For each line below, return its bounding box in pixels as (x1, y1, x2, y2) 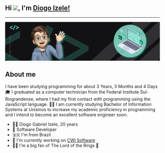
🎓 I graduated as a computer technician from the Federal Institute (5, 89, 139, 95)
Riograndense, (5, 96, 35, 102)
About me (5, 70, 36, 79)
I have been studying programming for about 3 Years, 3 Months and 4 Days (5, 83, 158, 89)
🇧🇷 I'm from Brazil (12, 131, 51, 137)
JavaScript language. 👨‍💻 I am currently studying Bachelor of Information (5, 101, 152, 107)
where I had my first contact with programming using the (35, 96, 151, 102)
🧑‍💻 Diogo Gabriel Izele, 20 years (12, 121, 78, 127)
